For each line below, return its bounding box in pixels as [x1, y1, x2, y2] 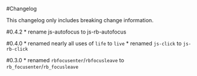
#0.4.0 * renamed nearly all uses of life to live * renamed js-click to [6, 40, 182, 47]
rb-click [6, 46, 28, 52]
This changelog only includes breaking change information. [6, 17, 154, 23]
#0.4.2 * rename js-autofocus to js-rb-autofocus [6, 28, 127, 35]
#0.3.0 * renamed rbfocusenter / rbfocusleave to [6, 57, 125, 63]
